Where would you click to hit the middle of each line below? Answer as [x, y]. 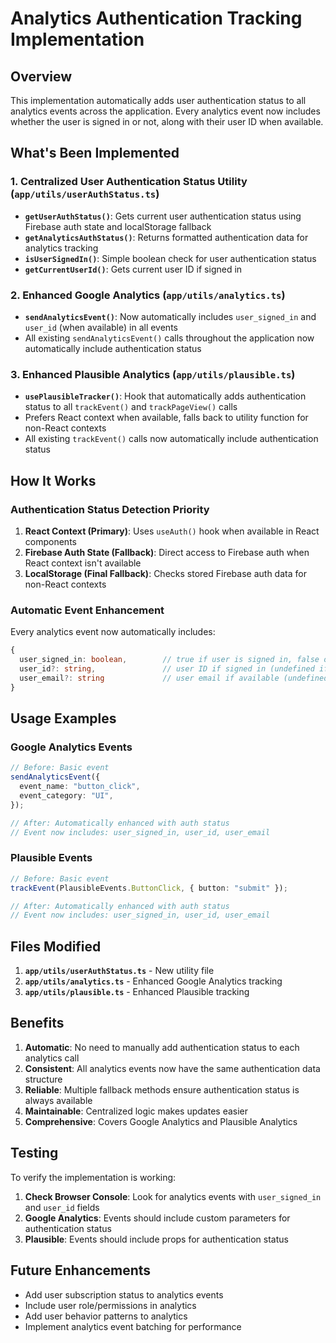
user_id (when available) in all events [101, 327]
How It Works [53, 480]
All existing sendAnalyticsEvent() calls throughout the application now [169, 338]
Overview [41, 76]
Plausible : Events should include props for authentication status [156, 1239]
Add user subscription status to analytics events [124, 1294]
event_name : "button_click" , [80, 787]
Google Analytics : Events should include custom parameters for [157, 1218]
